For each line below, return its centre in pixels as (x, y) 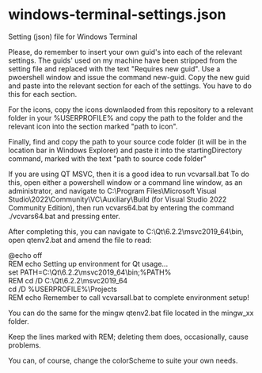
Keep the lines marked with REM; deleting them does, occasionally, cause (129, 336)
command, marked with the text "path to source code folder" (108, 158)
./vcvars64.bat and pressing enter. (64, 216)
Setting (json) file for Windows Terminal (73, 37)
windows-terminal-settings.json (117, 15)
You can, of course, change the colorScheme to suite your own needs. (123, 360)
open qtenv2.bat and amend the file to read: (80, 240)
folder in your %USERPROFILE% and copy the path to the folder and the (126, 117)
